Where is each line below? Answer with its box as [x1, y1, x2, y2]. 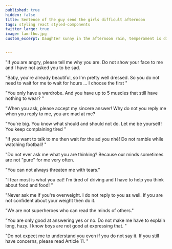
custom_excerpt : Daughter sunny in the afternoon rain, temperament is [5, 36, 161, 42]
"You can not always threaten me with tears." [5, 167, 101, 173]
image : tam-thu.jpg [5, 31, 47, 36]
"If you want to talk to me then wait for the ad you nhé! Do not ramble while [5, 136, 164, 142]
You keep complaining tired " [5, 126, 67, 132]
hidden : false [5, 12, 36, 17]
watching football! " [5, 141, 47, 148]
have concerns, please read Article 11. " [5, 238, 89, 244]
